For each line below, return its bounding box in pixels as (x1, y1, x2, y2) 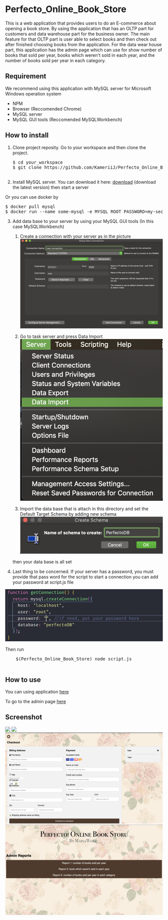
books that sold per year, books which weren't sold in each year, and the (5, 52, 155, 58)
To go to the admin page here (5, 698, 66, 704)
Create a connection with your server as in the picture (19, 233, 131, 239)
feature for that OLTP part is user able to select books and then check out (5, 36, 156, 42)
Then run (5, 646, 24, 652)
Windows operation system (5, 90, 61, 96)
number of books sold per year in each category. (5, 57, 106, 63)
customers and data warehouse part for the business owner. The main (5, 31, 150, 37)
